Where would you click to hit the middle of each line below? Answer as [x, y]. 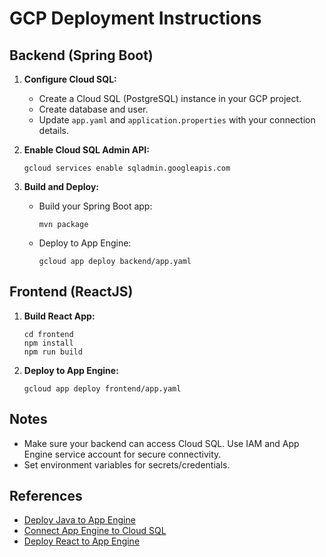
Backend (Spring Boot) [81, 55]
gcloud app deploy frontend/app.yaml [102, 388]
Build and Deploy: [61, 186]
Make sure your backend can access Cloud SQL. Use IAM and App [161, 443]
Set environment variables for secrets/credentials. [127, 464]
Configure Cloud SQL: [70, 79]
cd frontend [48, 334]
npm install [48, 343]
